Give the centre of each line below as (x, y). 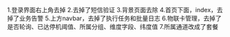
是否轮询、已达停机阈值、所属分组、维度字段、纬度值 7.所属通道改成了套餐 (113, 27)
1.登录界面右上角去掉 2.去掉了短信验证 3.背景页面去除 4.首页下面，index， (112, 10)
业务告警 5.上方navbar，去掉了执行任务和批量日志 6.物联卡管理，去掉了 (120, 18)
